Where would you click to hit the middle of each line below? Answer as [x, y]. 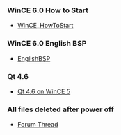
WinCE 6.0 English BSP [47, 44]
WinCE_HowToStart [45, 26]
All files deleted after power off [61, 109]
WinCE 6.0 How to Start [48, 10]
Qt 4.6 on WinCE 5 [44, 91]
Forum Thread [38, 125]
